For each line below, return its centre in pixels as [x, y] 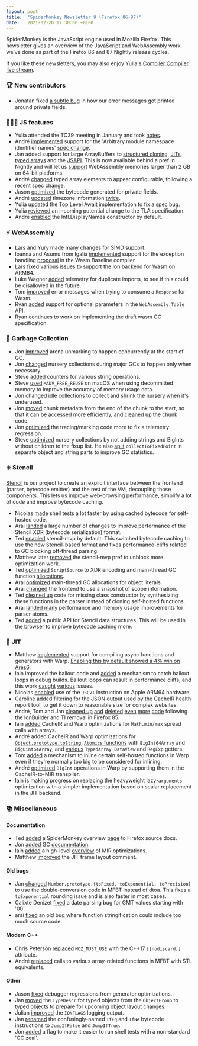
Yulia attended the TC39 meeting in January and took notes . [88, 135]
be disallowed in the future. [48, 285]
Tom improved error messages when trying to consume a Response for [100, 292]
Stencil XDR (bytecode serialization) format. [68, 532]
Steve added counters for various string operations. [77, 376]
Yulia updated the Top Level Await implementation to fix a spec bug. [97, 204]
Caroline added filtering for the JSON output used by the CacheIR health [103, 699]
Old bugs [17, 870]
